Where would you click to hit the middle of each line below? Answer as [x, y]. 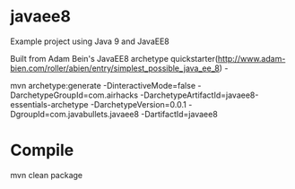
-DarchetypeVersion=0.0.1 [139, 104]
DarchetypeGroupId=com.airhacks [74, 95]
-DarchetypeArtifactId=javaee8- [199, 95]
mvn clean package [47, 175]
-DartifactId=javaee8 [179, 114]
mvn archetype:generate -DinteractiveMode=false [103, 85]
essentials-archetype [49, 104]
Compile [42, 150]
